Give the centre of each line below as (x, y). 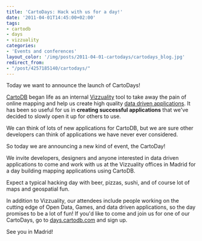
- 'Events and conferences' (42, 51)
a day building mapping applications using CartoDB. (71, 171)
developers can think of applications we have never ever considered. (92, 134)
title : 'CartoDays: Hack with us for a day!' (64, 12)
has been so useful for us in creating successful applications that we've (97, 110)
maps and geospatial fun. (38, 189)
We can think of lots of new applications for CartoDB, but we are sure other (100, 128)
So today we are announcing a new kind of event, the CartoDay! (86, 147)
